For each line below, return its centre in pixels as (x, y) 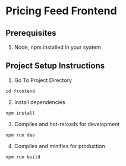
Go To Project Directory (43, 80)
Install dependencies (40, 102)
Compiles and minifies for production (59, 146)
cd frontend (20, 91)
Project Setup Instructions (55, 66)
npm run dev (20, 135)
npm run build (23, 157)
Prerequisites (31, 33)
